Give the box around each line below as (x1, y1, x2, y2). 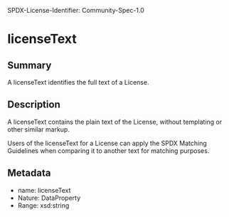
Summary (7, 59, 52, 71)
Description (7, 99, 60, 111)
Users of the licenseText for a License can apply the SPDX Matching (7, 139, 208, 147)
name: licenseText (17, 186, 71, 194)
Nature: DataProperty (17, 194, 81, 202)
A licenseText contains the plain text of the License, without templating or (7, 117, 223, 126)
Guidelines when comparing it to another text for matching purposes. (7, 146, 210, 155)
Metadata (7, 167, 51, 179)
